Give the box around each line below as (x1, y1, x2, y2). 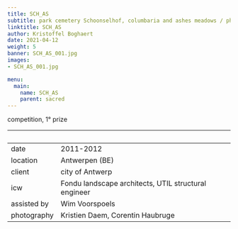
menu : (7, 76, 23, 83)
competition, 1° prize (7, 115, 68, 124)
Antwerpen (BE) (60, 155, 115, 165)
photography (11, 211, 55, 220)
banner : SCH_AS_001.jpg (7, 50, 78, 57)
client (11, 167, 30, 177)
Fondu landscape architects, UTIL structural (60, 179, 207, 189)
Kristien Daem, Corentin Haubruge (60, 211, 175, 220)
